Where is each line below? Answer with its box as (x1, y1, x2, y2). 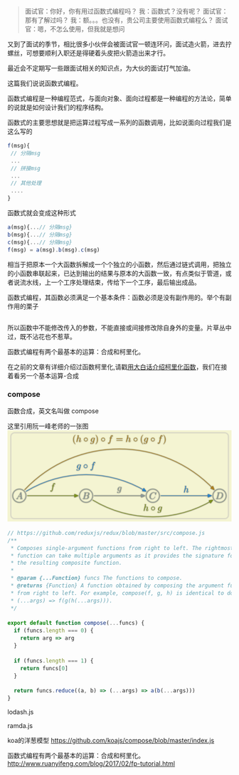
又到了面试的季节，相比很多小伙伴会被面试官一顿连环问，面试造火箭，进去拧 (7, 40, 232, 48)
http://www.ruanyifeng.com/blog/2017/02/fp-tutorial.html (7, 759, 176, 768)
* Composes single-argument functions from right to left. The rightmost (10, 544, 234, 551)
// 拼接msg (10, 165, 41, 172)
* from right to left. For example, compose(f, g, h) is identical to (10, 589, 224, 597)
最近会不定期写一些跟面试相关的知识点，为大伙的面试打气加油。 (7, 64, 194, 72)
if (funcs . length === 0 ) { (14, 627, 94, 635)
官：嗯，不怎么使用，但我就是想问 (24, 25, 125, 33)
